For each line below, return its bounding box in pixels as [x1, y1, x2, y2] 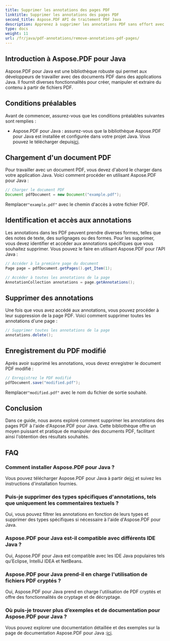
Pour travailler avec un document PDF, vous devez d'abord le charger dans [5, 167, 162, 173]
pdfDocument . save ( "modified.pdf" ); [5, 380, 81, 385]
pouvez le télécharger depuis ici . [12, 138, 80, 145]
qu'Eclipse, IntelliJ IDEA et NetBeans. [5, 558, 83, 564]
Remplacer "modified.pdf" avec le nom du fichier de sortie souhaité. [5, 389, 148, 395]
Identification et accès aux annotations [5, 216, 132, 225]
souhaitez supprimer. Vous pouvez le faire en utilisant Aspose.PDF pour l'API [5, 246, 165, 252]
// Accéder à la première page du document [5, 261, 99, 266]
